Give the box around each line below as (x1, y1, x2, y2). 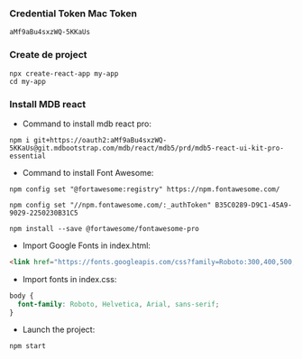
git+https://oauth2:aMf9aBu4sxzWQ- (32, 135, 168, 144)
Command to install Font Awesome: (22, 167, 154, 178)
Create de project (9, 49, 87, 61)
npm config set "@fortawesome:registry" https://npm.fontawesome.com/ (9, 184, 280, 194)
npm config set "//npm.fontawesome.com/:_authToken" (9, 200, 212, 209)
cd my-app (9, 77, 47, 86)
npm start (9, 342, 47, 351)
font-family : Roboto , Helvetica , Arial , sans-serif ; (17, 299, 220, 308)
